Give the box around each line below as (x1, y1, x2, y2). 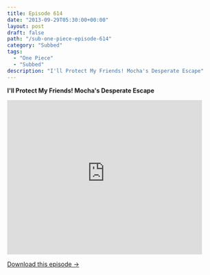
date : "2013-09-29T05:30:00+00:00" (7, 16, 109, 23)
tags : (7, 49, 23, 56)
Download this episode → (7, 260, 80, 268)
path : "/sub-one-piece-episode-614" (7, 36, 112, 43)
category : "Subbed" (7, 42, 63, 49)
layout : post (7, 23, 45, 29)
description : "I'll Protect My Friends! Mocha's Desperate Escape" (7, 67, 205, 74)
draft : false (7, 29, 45, 36)
